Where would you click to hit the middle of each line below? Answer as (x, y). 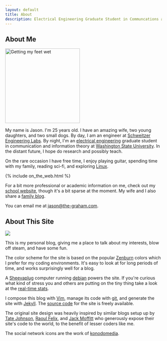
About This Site (30, 221)
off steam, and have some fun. (37, 248)
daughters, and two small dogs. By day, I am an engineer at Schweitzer (78, 135)
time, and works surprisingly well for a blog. (50, 268)
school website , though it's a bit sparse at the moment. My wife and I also (81, 191)
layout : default (22, 10)
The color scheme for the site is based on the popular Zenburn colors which (83, 258)
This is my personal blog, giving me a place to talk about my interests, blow (82, 243)
